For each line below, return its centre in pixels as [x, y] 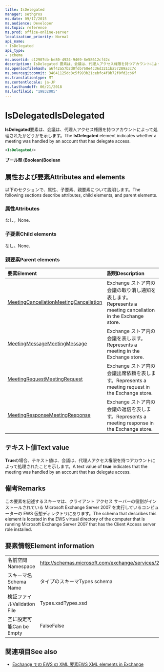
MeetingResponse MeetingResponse [49, 415]
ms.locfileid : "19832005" [31, 91]
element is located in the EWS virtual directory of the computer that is [75, 519]
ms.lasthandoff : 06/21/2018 [34, 87]
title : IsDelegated [25, 10]
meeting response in [130, 423]
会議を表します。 [126, 338]
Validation [24, 604]
